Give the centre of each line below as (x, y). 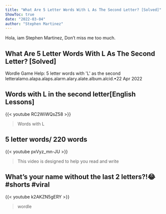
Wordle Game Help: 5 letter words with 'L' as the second (63, 73)
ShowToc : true (20, 14)
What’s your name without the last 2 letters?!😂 (80, 177)
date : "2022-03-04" (25, 19)
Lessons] (20, 102)
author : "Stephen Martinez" (34, 24)
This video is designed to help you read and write (68, 161)
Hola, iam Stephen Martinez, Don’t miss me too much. (60, 38)
